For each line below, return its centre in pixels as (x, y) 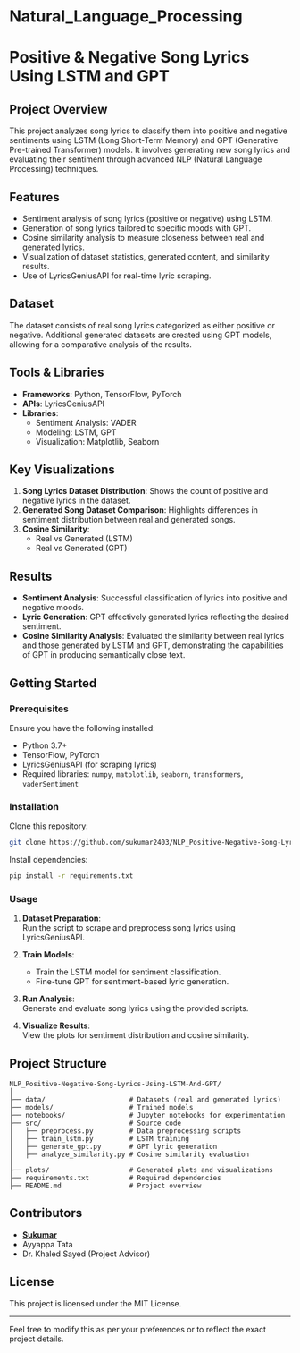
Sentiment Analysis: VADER (86, 422)
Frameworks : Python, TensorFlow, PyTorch (102, 394)
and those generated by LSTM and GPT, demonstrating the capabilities (153, 645)
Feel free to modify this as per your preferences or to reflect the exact (137, 1329)
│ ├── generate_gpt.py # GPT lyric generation (113, 1147)
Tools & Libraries (57, 373)
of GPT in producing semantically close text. (104, 655)
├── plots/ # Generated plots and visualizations (142, 1170)
